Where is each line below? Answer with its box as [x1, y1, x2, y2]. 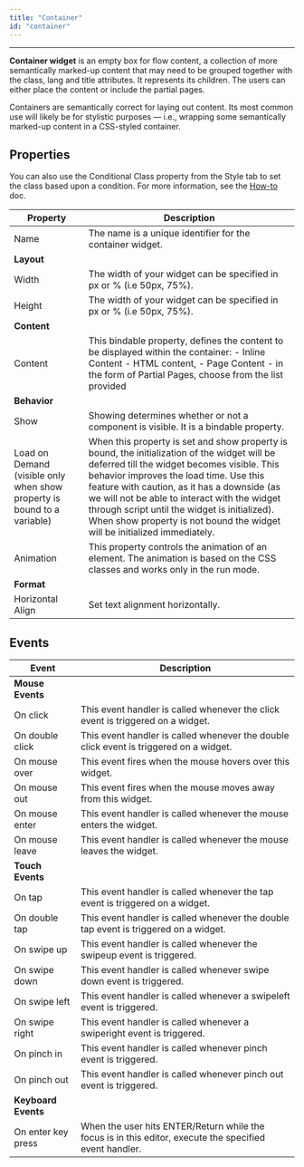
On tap [14, 892, 43, 904]
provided [88, 380, 127, 392]
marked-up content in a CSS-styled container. [9, 121, 181, 131]
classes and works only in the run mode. [88, 564, 260, 576]
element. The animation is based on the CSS [88, 552, 277, 564]
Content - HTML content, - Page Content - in [88, 357, 283, 370]
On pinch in [14, 1047, 63, 1060]
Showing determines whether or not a [88, 410, 249, 422]
